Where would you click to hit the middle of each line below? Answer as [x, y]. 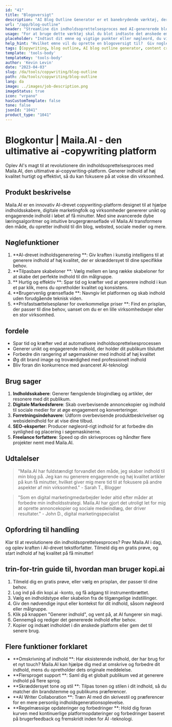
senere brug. [26, 631]
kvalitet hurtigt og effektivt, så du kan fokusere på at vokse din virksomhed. [85, 176]
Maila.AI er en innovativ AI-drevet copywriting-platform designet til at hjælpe [86, 205]
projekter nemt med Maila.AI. [43, 443]
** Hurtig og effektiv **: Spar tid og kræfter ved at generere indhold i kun [90, 282]
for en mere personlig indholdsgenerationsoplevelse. [68, 702]
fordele [17, 331]
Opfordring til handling [42, 530]
